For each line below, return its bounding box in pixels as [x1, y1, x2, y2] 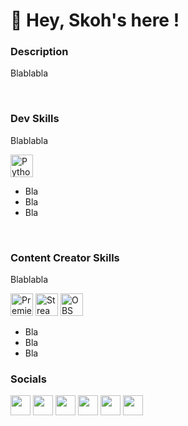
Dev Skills [10, 112, 60, 126]
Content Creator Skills [10, 250, 120, 264]
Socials [10, 372, 47, 386]
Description [10, 45, 69, 59]
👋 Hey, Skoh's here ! [10, 9, 180, 32]
